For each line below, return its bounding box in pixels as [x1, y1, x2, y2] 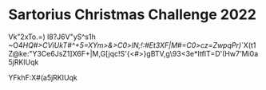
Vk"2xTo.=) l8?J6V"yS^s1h [8, 32, 96, 41]
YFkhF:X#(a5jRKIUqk [8, 72, 77, 82]
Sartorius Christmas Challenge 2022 [8, 6, 257, 24]
